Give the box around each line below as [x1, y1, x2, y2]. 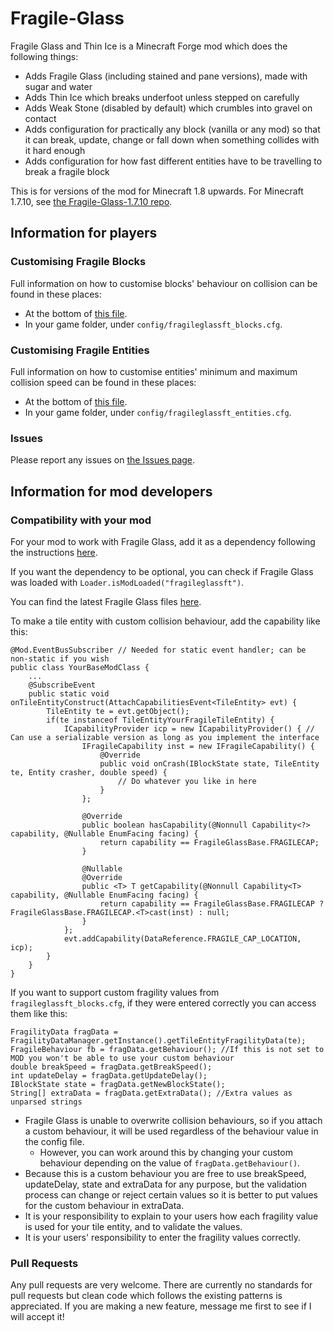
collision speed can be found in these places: [10, 376, 197, 388]
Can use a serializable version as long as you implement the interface [10, 732, 320, 742]
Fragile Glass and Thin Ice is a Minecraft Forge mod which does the [10, 40, 288, 52]
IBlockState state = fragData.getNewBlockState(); [10, 1079, 226, 1089]
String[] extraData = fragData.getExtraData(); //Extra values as [10, 1088, 293, 1098]
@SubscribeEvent [28, 680, 97, 690]
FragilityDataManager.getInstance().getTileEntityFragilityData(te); [10, 1035, 307, 1046]
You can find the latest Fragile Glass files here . [10, 595, 202, 607]
